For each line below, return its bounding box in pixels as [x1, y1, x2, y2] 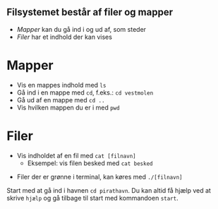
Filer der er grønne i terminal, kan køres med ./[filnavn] [16, 172, 183, 181]
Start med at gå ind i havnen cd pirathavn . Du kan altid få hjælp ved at [6, 186, 211, 194]
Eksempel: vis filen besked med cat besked [27, 159, 153, 167]
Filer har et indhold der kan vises [16, 32, 112, 41]
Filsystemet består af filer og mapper [6, 6, 174, 18]
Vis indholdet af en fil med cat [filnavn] [16, 151, 136, 160]
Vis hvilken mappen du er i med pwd [16, 103, 121, 112]
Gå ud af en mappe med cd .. [16, 95, 105, 104]
